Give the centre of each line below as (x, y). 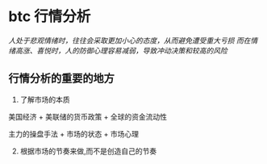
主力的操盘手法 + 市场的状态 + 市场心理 (74, 133)
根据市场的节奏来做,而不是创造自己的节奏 (88, 151)
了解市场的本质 (45, 99)
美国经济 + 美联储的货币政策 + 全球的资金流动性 (88, 116)
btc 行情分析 (50, 17)
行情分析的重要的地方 (61, 79)
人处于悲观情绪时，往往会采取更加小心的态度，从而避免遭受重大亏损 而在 (129, 40)
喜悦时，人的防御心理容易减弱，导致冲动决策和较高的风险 (131, 50)
